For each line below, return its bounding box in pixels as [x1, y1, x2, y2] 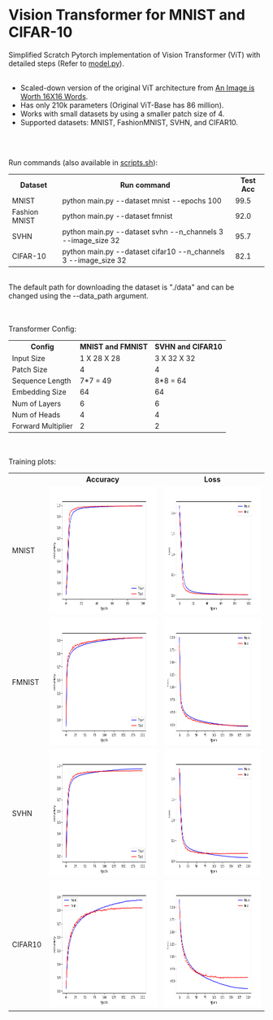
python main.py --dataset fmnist [62, 211, 173, 221]
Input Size [11, 353, 46, 363]
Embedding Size [11, 387, 67, 397]
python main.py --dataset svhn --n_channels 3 [62, 227, 223, 237]
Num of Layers [11, 399, 62, 408]
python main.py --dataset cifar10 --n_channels [62, 246, 225, 257]
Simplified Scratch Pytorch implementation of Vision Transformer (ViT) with [8, 50, 261, 59]
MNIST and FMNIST [80, 342, 148, 351]
